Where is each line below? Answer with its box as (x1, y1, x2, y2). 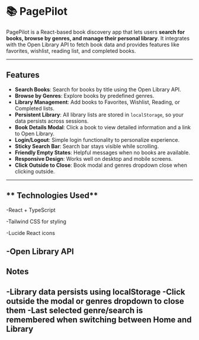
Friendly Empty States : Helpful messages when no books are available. (14, 149, 191, 156)
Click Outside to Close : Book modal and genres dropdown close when (14, 161, 188, 169)
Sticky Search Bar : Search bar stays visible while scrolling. (14, 142, 159, 150)
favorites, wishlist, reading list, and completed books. (6, 47, 136, 54)
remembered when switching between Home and (6, 314, 192, 325)
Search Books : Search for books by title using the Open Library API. (14, 85, 182, 93)
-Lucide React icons (6, 229, 55, 236)
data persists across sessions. (14, 117, 89, 125)
